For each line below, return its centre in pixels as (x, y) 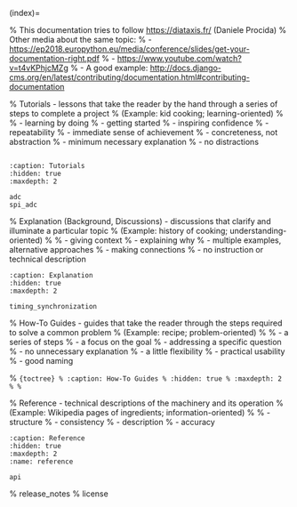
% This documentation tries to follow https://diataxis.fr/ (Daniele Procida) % (148, 30)
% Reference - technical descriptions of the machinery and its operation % (147, 403)
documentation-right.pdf (55, 58)
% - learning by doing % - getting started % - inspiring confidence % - (139, 123)
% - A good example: (109, 68)
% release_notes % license (59, 494)
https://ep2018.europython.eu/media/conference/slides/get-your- (130, 49)
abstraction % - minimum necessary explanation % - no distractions (134, 142)
